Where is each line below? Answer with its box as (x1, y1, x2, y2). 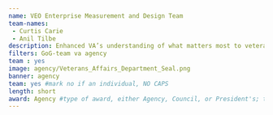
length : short (8, 87, 57, 96)
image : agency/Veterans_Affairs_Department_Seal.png (8, 65, 191, 73)
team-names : (8, 19, 49, 28)
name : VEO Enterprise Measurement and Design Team (8, 11, 184, 20)
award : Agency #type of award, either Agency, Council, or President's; (8, 95, 260, 103)
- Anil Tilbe (11, 34, 57, 43)
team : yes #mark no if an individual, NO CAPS (8, 79, 169, 87)
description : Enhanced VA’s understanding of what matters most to (8, 42, 242, 50)
